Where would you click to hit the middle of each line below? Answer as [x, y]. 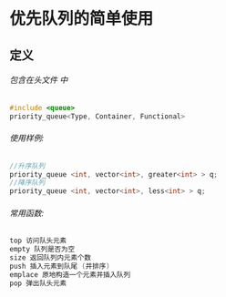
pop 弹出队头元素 [38, 283]
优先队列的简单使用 [82, 19]
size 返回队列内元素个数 [50, 258]
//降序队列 [27, 183]
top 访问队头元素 [38, 241]
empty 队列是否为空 [42, 250]
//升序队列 [27, 166]
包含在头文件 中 [39, 80]
